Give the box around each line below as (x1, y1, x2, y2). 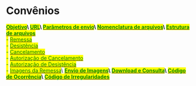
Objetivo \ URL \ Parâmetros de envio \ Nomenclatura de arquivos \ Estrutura (6, 23, 190, 30)
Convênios (6, 4, 60, 18)
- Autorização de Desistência (6, 60, 77, 68)
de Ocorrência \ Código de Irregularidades (6, 73, 110, 80)
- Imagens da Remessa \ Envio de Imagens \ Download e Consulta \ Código (6, 67, 186, 74)
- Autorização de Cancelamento (6, 54, 83, 61)
